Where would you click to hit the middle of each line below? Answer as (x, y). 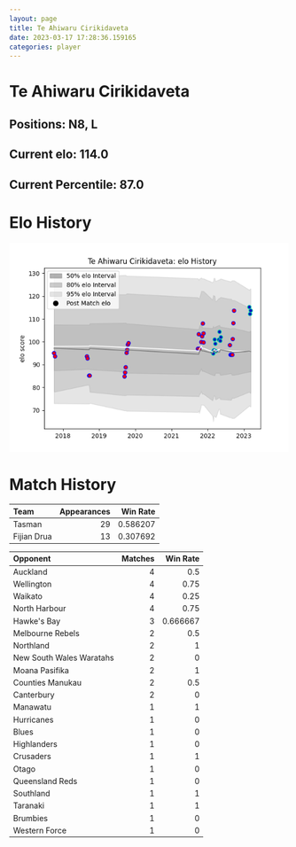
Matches (138, 559)
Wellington (32, 584)
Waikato (27, 596)
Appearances (85, 511)
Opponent (32, 559)
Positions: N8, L (54, 124)
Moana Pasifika (41, 670)
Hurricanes (33, 719)
